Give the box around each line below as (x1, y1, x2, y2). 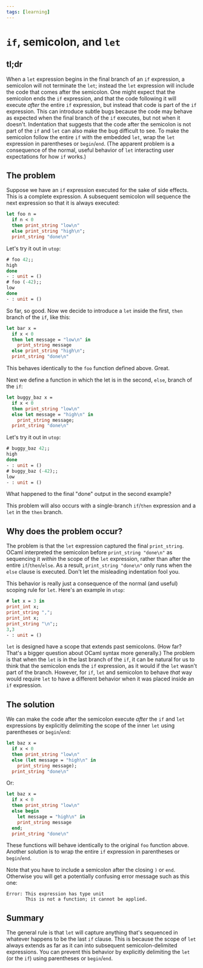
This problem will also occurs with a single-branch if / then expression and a (6, 502, 196, 509)
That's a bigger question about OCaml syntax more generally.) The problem (6, 650, 195, 657)
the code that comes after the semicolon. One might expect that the (6, 88, 176, 95)
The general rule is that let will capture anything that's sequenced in (6, 929, 178, 936)
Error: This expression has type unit (6, 891, 104, 897)
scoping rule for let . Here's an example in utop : (6, 586, 125, 594)
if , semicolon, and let (6, 35, 121, 49)
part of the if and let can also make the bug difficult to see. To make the (6, 127, 189, 134)
